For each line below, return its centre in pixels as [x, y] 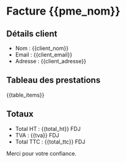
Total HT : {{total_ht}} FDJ [48, 128]
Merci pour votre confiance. [41, 153]
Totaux [20, 114]
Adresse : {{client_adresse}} [51, 61]
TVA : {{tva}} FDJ [37, 135]
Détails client [32, 34]
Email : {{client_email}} [43, 55]
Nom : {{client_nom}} [42, 48]
